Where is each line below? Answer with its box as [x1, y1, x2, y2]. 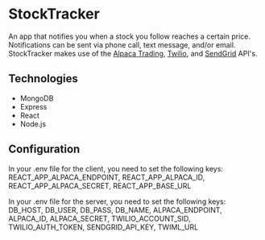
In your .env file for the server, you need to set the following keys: [8, 197, 226, 206]
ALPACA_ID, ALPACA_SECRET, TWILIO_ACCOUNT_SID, [8, 213, 191, 223]
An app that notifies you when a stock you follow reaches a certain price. [8, 31, 251, 41]
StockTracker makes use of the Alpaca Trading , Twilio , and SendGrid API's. [8, 48, 258, 58]
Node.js [19, 118, 47, 129]
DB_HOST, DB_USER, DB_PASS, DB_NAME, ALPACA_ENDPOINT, [8, 205, 223, 214]
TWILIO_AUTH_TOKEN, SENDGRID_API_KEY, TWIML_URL [8, 222, 199, 232]
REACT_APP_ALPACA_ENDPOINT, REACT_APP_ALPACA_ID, [8, 172, 205, 182]
